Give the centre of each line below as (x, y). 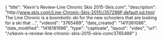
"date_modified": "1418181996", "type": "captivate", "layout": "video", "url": (81, 28)
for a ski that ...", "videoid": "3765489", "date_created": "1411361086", (76, 23)
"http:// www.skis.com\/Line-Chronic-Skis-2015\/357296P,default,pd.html (80, 12)
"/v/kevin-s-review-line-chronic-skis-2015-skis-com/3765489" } (71, 33)
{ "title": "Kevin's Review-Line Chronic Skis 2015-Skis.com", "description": (81, 7)
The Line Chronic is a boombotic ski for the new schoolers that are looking (81, 18)
